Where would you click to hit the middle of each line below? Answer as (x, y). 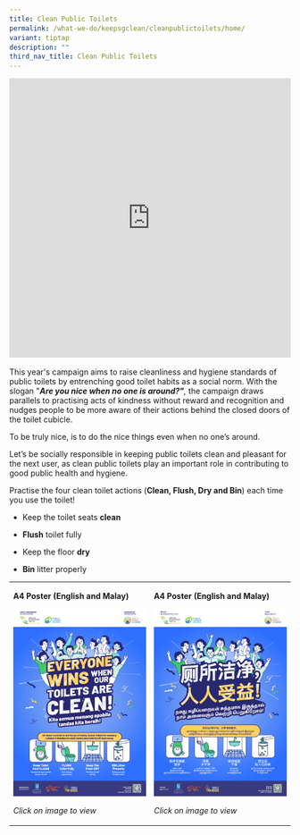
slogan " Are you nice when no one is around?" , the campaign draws (137, 391)
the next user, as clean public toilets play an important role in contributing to (149, 464)
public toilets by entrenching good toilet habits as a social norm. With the (143, 382)
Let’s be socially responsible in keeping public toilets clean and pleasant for (148, 454)
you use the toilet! (42, 500)
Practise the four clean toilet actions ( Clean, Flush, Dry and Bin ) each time (146, 491)
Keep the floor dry (56, 552)
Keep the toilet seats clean (71, 518)
